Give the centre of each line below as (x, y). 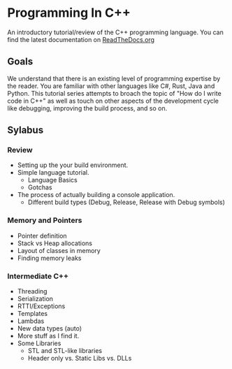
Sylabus (26, 130)
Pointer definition (42, 236)
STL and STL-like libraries (65, 351)
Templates (32, 314)
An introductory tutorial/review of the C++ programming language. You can (115, 32)
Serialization (35, 299)
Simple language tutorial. (53, 173)
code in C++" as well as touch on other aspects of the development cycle (113, 101)
